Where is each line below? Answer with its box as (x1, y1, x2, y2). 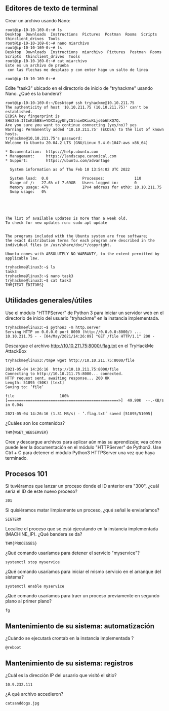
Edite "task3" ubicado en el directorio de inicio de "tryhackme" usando (5, 85, 153, 91)
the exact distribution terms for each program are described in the (5, 238, 155, 243)
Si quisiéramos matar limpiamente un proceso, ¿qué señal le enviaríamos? (5, 507, 159, 513)
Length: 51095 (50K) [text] (5, 380, 65, 385)
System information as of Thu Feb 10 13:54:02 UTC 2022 (10, 167, 130, 172)
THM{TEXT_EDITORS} (5, 282, 44, 287)
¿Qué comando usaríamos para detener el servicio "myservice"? (5, 550, 140, 556)
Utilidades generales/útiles (5, 296, 93, 305)
